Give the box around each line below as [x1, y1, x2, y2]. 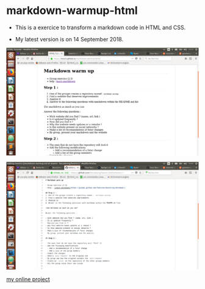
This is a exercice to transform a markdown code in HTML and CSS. [15, 24, 186, 31]
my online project [6, 275, 50, 283]
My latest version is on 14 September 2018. [15, 35, 124, 43]
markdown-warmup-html [6, 4, 138, 18]
